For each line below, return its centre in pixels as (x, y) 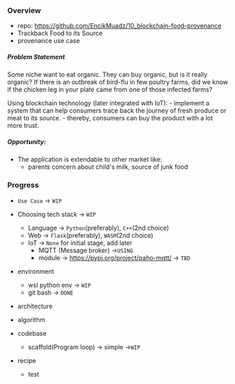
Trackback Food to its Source (60, 33)
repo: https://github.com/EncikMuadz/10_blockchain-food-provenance (120, 26)
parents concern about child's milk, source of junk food (108, 167)
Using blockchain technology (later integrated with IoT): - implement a (108, 103)
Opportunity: (27, 141)
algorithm (31, 319)
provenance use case (49, 41)
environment (36, 271)
